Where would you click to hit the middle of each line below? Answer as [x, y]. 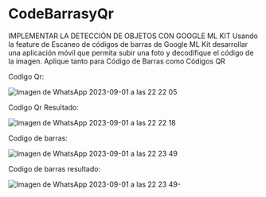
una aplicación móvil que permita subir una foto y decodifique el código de [131, 52]
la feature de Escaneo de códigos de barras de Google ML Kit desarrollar [128, 44]
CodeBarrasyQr [61, 14]
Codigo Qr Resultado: [44, 107]
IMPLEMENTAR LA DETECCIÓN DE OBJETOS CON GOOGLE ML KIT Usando [133, 36]
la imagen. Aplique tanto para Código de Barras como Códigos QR [117, 61]
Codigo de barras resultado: [55, 168]
